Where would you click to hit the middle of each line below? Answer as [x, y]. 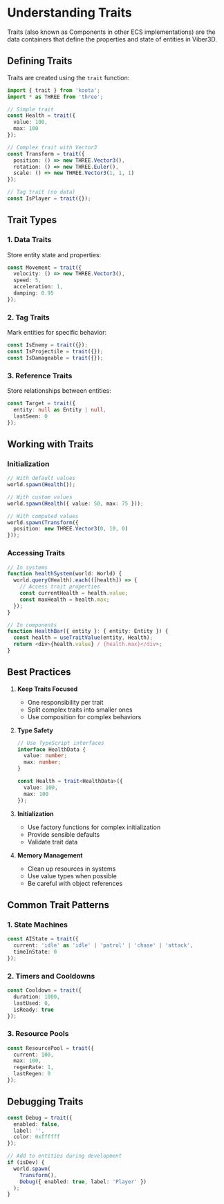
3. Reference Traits [40, 376]
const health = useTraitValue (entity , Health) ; [83, 638]
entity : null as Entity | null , [60, 409]
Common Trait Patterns [58, 905]
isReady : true [34, 1010]
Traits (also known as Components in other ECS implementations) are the [111, 32]
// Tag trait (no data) [41, 192]
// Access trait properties [60, 587]
